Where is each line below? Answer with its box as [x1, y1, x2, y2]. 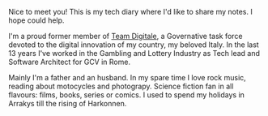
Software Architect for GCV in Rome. [8, 57, 131, 67]
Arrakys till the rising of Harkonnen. [8, 99, 127, 108]
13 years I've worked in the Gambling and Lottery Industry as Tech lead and [8, 49, 261, 58]
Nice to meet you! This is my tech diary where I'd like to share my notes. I [8, 7, 253, 16]
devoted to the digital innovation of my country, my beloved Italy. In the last [8, 40, 259, 49]
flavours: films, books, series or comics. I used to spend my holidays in [8, 90, 245, 100]
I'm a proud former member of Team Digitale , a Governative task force [8, 32, 243, 41]
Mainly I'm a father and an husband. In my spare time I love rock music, [8, 73, 247, 82]
